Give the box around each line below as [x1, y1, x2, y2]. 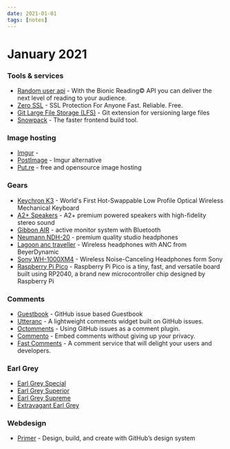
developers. [17, 346, 52, 355]
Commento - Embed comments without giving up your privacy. [17, 332, 196, 340]
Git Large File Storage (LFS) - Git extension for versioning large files [17, 108, 210, 117]
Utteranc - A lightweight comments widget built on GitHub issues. [17, 317, 204, 325]
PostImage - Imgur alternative [17, 156, 102, 164]
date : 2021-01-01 [7, 10, 57, 17]
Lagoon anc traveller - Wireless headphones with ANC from [17, 240, 187, 248]
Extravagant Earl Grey [17, 401, 79, 410]
